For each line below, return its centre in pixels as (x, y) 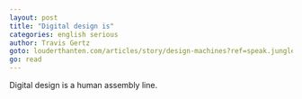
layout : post (34, 18)
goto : (19, 51)
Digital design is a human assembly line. (84, 85)
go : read (26, 59)
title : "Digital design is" (62, 26)
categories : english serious (64, 34)
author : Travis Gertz (50, 43)
